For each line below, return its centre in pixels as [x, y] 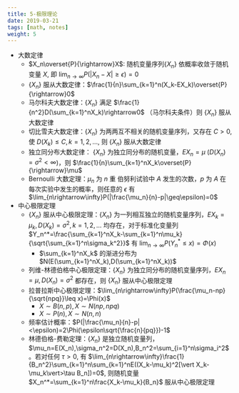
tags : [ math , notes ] [38, 27]
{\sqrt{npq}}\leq [52, 299]
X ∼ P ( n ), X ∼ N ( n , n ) [70, 314]
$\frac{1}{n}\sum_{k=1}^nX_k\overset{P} [132, 162]
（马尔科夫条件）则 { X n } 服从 [189, 113]
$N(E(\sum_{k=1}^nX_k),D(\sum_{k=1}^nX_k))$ [108, 261]
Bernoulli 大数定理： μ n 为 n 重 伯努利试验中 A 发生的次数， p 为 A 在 [127, 180]
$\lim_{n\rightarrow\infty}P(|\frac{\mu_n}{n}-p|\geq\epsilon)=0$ [123, 197]
